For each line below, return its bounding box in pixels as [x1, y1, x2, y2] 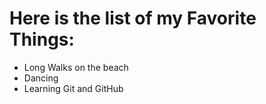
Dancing [23, 72, 59, 84]
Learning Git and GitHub [23, 82, 124, 94]
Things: [9, 28, 75, 51]
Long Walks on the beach [23, 61, 129, 73]
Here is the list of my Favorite [9, 7, 257, 30]
